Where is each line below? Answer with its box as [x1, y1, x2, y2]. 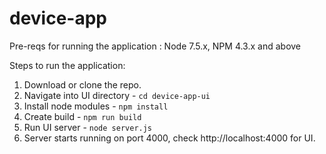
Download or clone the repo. [23, 78, 142, 91]
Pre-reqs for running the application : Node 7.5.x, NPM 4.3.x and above [9, 40, 302, 52]
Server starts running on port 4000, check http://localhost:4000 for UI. [23, 132, 316, 144]
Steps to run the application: [9, 59, 126, 71]
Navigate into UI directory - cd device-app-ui [23, 89, 211, 101]
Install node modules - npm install [23, 100, 169, 112]
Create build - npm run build [23, 110, 142, 122]
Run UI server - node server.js [23, 121, 153, 133]
